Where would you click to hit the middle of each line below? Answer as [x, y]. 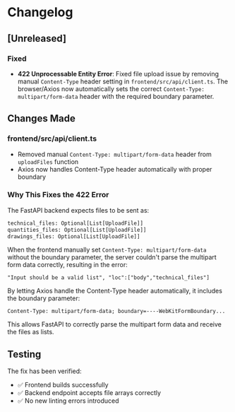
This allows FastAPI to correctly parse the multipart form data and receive [115, 324]
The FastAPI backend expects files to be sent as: [78, 210]
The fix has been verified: [45, 371]
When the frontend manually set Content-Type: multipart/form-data [107, 250]
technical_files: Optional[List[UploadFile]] [75, 223]
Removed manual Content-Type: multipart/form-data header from [114, 154]
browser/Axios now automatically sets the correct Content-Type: [111, 88]
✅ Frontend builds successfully [63, 385]
